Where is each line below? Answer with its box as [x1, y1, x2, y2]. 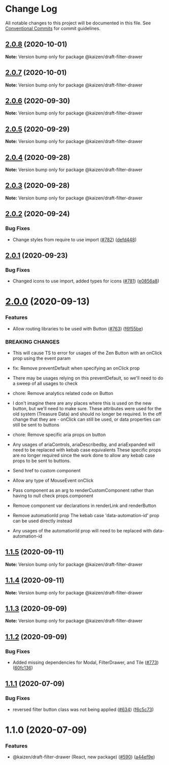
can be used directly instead [12, 518, 73, 524]
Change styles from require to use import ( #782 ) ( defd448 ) [12, 236, 137, 242]
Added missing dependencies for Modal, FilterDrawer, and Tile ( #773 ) [12, 660, 159, 666]
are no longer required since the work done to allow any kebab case [12, 452, 155, 458]
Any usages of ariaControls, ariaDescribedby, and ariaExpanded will [12, 441, 155, 447]
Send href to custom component [12, 467, 81, 473]
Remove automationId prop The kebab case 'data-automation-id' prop [12, 512, 160, 518]
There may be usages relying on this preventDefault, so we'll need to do [12, 375, 163, 381]
